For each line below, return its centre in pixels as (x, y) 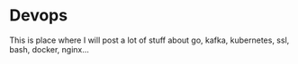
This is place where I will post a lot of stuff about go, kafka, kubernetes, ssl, (149, 40)
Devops (39, 16)
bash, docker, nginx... (50, 49)
